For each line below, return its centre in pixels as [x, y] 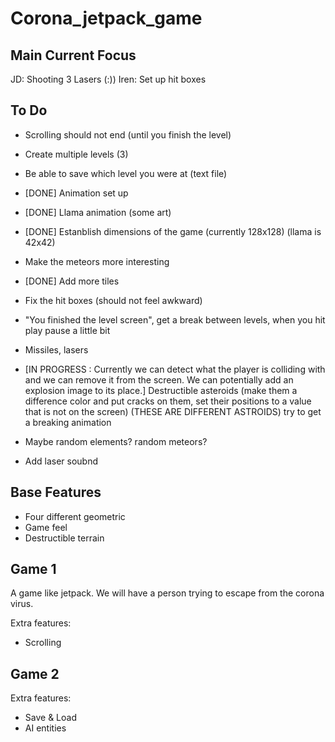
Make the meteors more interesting [97, 261]
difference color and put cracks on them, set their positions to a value [168, 401]
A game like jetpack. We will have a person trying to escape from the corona [167, 593]
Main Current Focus [73, 55]
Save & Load [50, 718]
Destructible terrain [64, 538]
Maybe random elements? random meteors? [116, 441]
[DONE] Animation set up [76, 193]
